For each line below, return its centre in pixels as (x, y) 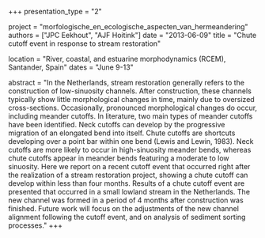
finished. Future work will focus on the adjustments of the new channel (124, 208)
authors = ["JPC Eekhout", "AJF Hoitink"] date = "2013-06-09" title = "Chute (132, 35)
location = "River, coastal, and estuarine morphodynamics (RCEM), (117, 59)
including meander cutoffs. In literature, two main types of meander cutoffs (131, 116)
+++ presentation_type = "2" (55, 11)
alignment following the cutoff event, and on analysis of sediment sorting (127, 217)
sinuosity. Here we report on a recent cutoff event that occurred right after (129, 166)
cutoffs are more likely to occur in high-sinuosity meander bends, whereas (130, 150)
